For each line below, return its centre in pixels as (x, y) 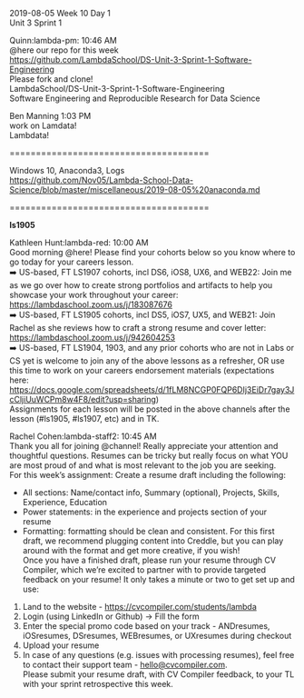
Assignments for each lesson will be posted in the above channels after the (150, 409)
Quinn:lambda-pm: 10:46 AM (64, 40)
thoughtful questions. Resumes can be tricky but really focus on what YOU (149, 455)
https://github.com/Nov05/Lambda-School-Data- (101, 180)
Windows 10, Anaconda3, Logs (67, 170)
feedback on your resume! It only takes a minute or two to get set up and (158, 579)
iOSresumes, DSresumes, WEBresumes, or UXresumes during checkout (157, 636)
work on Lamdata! (43, 125)
